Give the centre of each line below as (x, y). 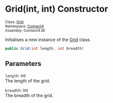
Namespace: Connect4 (24, 26)
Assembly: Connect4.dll (25, 30)
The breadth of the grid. (29, 95)
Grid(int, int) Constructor (57, 9)
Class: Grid (14, 22)
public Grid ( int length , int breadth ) (45, 48)
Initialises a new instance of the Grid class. (48, 40)
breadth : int (17, 90)
